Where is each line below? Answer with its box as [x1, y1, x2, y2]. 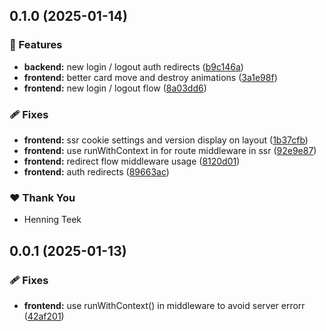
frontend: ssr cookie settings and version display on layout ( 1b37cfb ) [23, 134, 309, 146]
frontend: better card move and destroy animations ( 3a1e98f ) [23, 71, 278, 83]
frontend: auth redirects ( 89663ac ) [23, 165, 170, 178]
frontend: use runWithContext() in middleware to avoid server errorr [23, 299, 306, 311]
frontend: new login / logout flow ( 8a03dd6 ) [23, 82, 207, 94]
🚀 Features [9, 38, 63, 52]
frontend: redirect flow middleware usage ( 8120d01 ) [23, 155, 241, 167]
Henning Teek [23, 214, 82, 226]
